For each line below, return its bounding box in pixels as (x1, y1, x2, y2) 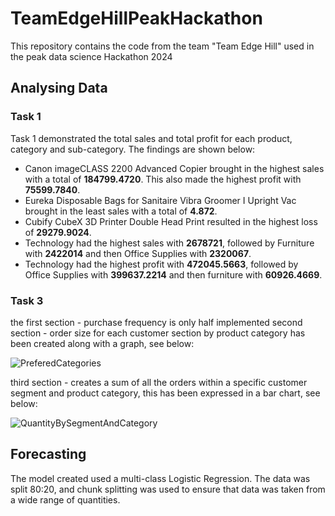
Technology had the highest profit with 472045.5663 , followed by (24, 258, 299, 270)
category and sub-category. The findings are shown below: (10, 143, 256, 155)
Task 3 (10, 293, 44, 307)
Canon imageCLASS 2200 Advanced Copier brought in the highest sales (24, 162, 325, 174)
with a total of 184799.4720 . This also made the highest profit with (24, 173, 302, 185)
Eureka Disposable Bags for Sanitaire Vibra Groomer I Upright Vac (24, 194, 297, 206)
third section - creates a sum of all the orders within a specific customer (10, 376, 308, 388)
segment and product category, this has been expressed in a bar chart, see (10, 387, 321, 399)
